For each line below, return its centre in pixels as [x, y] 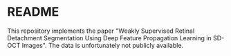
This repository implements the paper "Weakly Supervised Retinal [101, 31]
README [33, 12]
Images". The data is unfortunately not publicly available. [103, 45]
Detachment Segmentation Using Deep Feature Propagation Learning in [110, 38]
